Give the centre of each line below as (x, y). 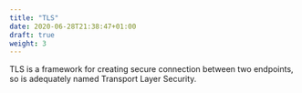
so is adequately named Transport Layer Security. (103, 79)
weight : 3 (28, 43)
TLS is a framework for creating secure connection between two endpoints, (151, 69)
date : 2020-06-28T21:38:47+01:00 (73, 26)
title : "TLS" (34, 18)
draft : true (32, 35)
